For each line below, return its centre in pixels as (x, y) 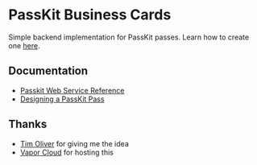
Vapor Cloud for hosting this (67, 152)
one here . (24, 45)
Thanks (28, 124)
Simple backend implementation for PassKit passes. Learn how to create (129, 37)
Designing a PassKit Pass (62, 99)
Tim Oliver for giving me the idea (74, 143)
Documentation (48, 71)
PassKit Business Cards (90, 15)
